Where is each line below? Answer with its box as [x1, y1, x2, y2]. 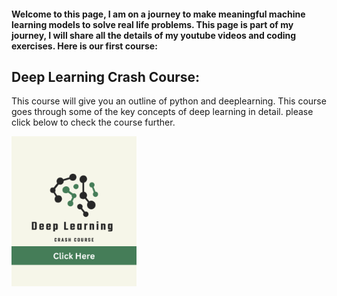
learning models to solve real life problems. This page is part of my [11, 18, 294, 30]
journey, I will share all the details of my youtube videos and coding [11, 29, 297, 41]
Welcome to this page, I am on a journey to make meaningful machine [11, 8, 306, 20]
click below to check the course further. [11, 116, 176, 129]
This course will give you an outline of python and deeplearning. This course [11, 95, 327, 107]
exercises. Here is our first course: [11, 40, 158, 52]
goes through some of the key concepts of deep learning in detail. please [11, 106, 314, 118]
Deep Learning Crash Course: [11, 68, 201, 85]
